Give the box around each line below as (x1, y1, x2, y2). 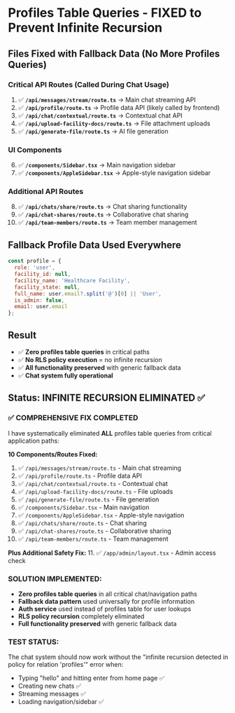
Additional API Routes (8, 187, 84, 197)
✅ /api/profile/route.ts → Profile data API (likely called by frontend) (17, 103, 220, 111)
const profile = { (8, 258, 62, 265)
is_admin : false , (14, 296, 65, 304)
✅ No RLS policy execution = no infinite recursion (17, 355, 163, 364)
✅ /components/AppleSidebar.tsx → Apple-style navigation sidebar (17, 169, 211, 177)
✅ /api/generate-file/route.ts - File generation (17, 495, 159, 504)
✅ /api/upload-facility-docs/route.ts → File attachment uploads (17, 119, 211, 127)
